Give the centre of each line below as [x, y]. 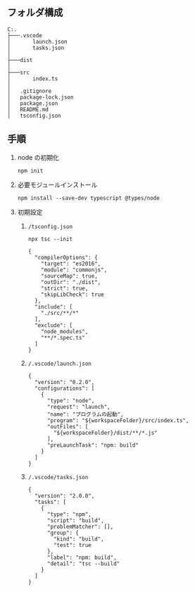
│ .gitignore [30, 91]
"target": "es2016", [71, 264]
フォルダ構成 [35, 13]
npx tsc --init [50, 239]
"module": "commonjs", [74, 270]
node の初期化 [38, 157]
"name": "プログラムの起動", [86, 414]
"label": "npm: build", [82, 557]
